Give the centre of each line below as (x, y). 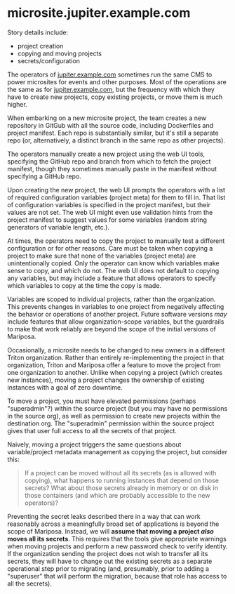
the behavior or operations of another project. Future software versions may (117, 314)
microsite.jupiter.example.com (99, 13)
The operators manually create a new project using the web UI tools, (106, 154)
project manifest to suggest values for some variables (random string (107, 220)
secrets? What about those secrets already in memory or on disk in (121, 488)
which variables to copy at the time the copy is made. (85, 285)
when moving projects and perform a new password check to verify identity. (117, 546)
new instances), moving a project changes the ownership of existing (106, 380)
